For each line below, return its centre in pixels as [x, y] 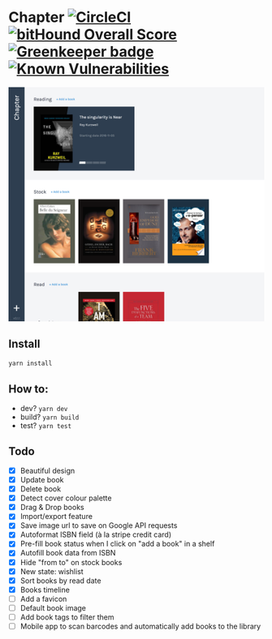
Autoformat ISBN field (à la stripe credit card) [96, 534]
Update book [42, 479]
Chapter [37, 17]
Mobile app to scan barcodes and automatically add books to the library [140, 626]
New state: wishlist [52, 571]
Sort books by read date [60, 581]
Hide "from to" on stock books [71, 562]
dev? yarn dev [44, 409]
